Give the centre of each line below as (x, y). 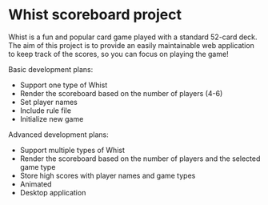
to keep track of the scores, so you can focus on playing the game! (119, 54)
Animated (36, 184)
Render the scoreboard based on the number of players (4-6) (121, 93)
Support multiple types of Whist (72, 150)
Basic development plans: (51, 69)
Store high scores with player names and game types (108, 175)
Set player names (48, 102)
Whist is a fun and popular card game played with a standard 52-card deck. (133, 37)
